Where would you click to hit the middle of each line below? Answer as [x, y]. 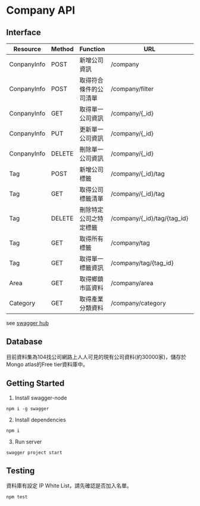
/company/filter [132, 89]
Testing [21, 471]
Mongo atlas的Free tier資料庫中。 [47, 364]
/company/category [139, 303]
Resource [27, 49]
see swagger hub [28, 323]
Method [62, 49]
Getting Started [35, 384]
